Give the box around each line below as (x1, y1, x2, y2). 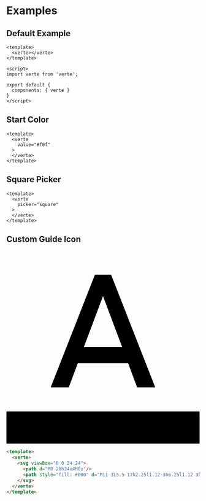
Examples (6, 4, 58, 18)
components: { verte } (12, 87, 70, 93)
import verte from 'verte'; (6, 71, 78, 77)
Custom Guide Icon (6, 234, 82, 245)
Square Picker (6, 174, 61, 185)
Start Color (6, 115, 49, 125)
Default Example (6, 28, 71, 39)
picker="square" (17, 201, 59, 207)
